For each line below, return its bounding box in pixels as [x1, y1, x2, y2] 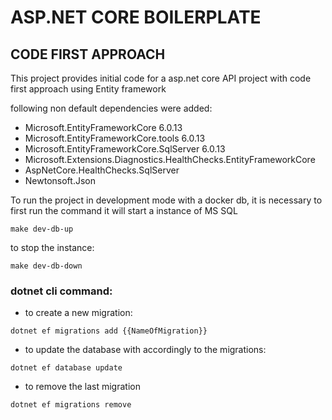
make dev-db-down [10, 261, 83, 271]
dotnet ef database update [10, 363, 123, 373]
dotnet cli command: [10, 284, 113, 298]
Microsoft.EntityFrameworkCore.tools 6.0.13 [24, 132, 206, 144]
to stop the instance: [10, 242, 95, 253]
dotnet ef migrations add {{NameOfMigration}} [10, 326, 208, 336]
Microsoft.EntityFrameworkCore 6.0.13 [24, 122, 183, 133]
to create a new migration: [24, 307, 133, 319]
